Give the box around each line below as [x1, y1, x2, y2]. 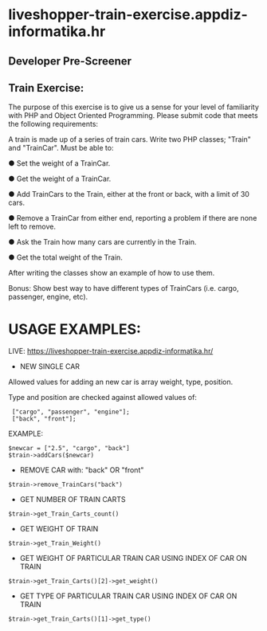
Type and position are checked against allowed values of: [8, 393, 198, 402]
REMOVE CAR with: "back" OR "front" [19, 465, 144, 475]
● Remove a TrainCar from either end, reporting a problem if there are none [8, 214, 257, 223]
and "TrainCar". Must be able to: [8, 143, 114, 153]
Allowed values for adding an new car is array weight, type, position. [8, 377, 234, 387]
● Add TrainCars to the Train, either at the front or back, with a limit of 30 [8, 190, 249, 199]
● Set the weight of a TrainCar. [8, 159, 111, 168]
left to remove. [8, 221, 56, 232]
